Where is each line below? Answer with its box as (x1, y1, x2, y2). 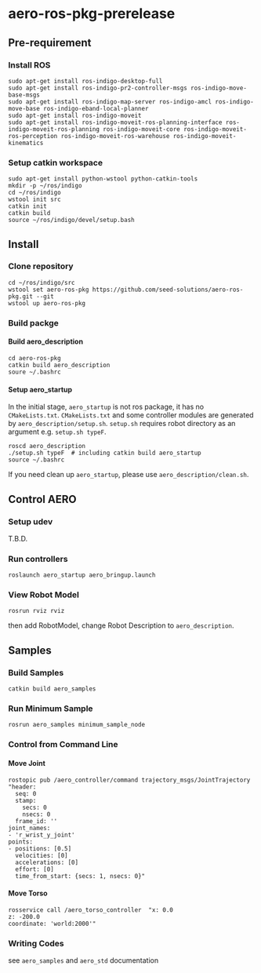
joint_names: (8, 824, 51, 832)
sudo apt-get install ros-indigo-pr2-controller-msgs (8, 84, 188, 92)
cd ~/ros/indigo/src (8, 279, 76, 286)
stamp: (15, 796, 37, 804)
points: (8, 837, 34, 846)
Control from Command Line (8, 739, 118, 750)
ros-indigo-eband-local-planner (42, 104, 149, 112)
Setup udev (8, 516, 53, 527)
